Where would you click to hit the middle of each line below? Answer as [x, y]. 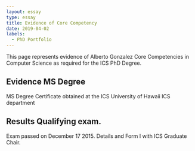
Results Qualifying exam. [54, 121]
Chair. [13, 142]
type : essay [21, 17]
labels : [16, 34]
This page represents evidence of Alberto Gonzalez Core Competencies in [98, 57]
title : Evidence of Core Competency [52, 23]
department [21, 102]
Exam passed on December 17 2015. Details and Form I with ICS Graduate [97, 136]
